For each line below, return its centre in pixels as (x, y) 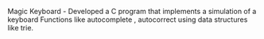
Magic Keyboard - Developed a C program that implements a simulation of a (132, 11)
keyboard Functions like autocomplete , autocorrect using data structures (128, 19)
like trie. (20, 28)
